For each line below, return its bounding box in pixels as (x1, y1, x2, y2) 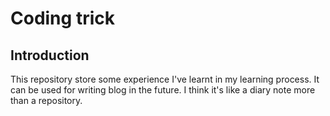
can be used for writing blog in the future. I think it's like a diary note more (10, 84, 316, 96)
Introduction (10, 47, 90, 64)
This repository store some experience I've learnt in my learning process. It (10, 73, 320, 85)
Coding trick (10, 7, 115, 30)
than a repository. (10, 95, 83, 106)
